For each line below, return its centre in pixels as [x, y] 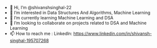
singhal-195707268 [29, 40]
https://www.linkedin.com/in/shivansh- [113, 33]
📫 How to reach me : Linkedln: [41, 33]
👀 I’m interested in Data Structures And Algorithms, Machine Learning [80, 13]
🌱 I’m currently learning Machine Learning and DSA [62, 18]
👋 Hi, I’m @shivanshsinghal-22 [41, 8]
